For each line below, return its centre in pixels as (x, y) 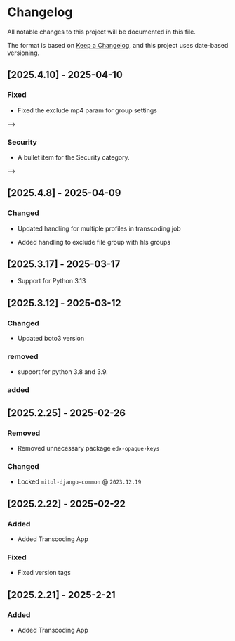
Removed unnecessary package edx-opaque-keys (88, 448)
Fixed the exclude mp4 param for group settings (87, 110)
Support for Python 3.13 (52, 281)
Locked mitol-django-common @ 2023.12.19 (79, 481)
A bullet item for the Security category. (73, 157)
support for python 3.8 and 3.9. (63, 372)
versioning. (23, 53)
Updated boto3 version (51, 339)
